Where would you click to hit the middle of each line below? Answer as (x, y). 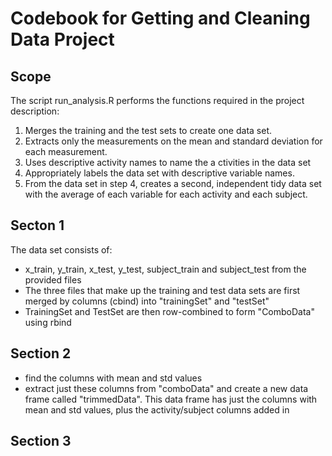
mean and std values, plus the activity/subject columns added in (157, 409)
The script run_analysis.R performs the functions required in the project (157, 100)
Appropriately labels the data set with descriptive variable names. (159, 173)
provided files (53, 279)
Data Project (62, 39)
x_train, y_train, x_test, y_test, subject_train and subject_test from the (165, 269)
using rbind (48, 322)
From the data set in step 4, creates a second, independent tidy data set (173, 183)
